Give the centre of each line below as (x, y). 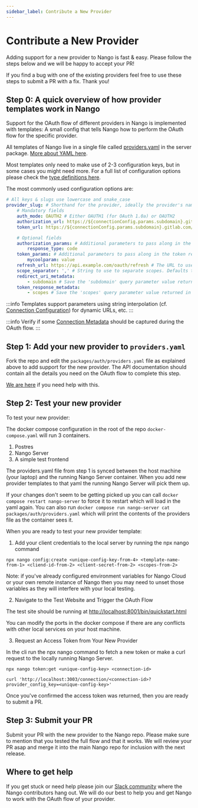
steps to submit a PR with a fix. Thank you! (58, 81)
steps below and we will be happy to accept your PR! (70, 63)
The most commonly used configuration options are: (70, 189)
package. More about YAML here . (47, 154)
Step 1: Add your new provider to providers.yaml (96, 346)
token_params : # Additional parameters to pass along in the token (101, 255)
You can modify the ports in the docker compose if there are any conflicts (96, 623)
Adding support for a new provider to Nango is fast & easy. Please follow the (99, 57)
